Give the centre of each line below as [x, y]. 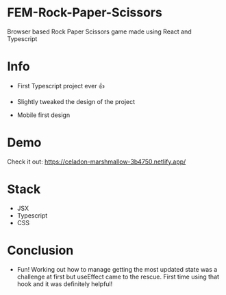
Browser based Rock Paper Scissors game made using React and [99, 31]
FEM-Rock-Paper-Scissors [85, 13]
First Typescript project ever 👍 [61, 86]
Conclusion [40, 250]
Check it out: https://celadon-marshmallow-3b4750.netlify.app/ [97, 162]
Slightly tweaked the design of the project [76, 101]
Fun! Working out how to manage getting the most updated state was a [117, 269]
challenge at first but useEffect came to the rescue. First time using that [118, 277]
